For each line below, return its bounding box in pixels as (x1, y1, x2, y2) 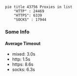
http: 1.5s (12, 56, 31, 62)
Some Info (5, 28, 30, 35)
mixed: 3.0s (12, 51, 35, 57)
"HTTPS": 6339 (14, 13, 42, 18)
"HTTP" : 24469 (14, 9, 45, 14)
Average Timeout (5, 40, 41, 46)
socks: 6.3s (12, 67, 35, 73)
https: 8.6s (12, 61, 34, 67)
